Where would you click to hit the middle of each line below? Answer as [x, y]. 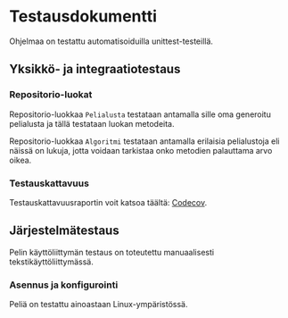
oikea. [21, 160]
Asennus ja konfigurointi [64, 285]
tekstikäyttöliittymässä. [51, 262]
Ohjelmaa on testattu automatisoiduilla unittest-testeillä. [111, 41]
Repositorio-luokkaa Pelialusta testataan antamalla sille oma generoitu [140, 114]
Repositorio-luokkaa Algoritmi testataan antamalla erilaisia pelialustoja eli [144, 141]
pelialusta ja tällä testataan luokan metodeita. [92, 123]
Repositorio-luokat [51, 95]
